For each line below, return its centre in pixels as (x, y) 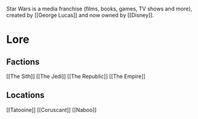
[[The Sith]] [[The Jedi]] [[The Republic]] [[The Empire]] (76, 76)
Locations (25, 95)
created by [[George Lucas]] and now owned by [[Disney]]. (80, 15)
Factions (23, 62)
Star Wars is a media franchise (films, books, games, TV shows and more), (99, 9)
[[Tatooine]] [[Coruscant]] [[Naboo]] (51, 110)
